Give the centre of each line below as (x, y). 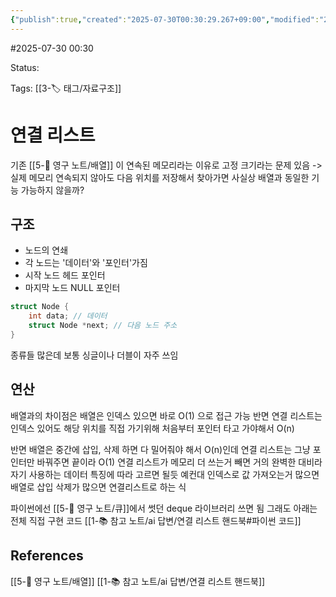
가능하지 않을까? (52, 190)
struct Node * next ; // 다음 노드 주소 (103, 326)
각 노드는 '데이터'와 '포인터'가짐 (86, 263)
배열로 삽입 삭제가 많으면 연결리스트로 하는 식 (98, 487)
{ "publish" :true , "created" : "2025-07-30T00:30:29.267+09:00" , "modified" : (165, 19)
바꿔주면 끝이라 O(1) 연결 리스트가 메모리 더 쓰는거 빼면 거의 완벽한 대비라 (179, 462)
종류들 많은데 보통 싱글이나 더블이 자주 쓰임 (94, 355)
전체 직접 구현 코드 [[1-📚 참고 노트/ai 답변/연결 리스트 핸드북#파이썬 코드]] (156, 520)
